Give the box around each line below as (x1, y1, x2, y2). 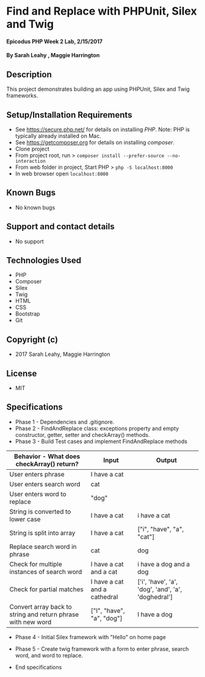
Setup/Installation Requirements (6, 110, 132, 120)
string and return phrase (9, 610, 79, 619)
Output (156, 456, 177, 464)
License (6, 368, 37, 378)
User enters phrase (9, 470, 65, 478)
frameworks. (6, 92, 38, 99)
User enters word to (9, 489, 67, 498)
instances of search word (9, 567, 82, 576)
